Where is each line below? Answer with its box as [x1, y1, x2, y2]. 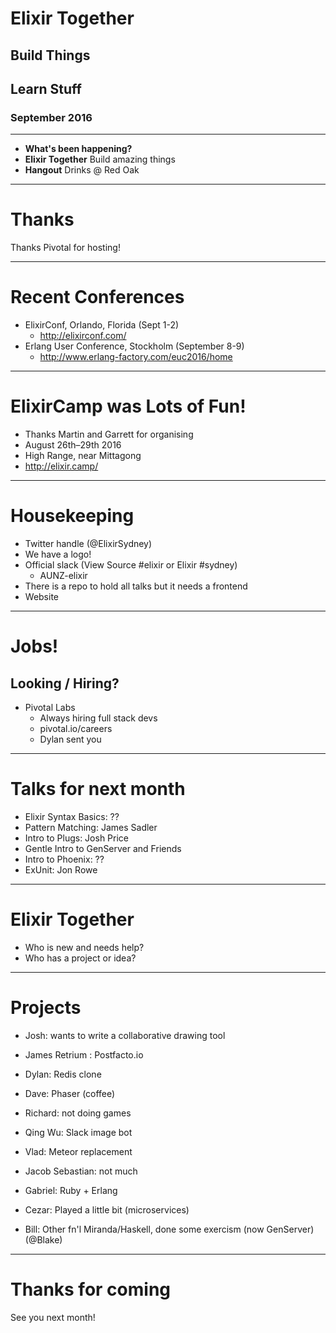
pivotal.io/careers [39, 723, 113, 735]
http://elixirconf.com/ [39, 330, 127, 342]
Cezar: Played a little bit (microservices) [24, 1203, 190, 1216]
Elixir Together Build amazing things [24, 153, 176, 166]
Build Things [10, 47, 91, 64]
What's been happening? [24, 143, 133, 155]
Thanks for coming [10, 1278, 172, 1301]
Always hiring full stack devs [39, 712, 158, 724]
